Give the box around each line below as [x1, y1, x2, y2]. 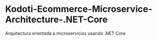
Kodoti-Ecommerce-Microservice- [5, 3, 152, 15]
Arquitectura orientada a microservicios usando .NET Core [5, 30, 126, 36]
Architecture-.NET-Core [5, 14, 108, 25]
